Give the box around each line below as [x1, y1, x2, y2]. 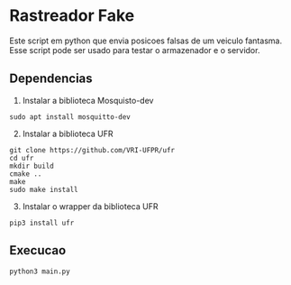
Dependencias [9, 71, 93, 87]
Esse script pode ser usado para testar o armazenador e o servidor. [9, 44, 260, 55]
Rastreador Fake [9, 5, 135, 26]
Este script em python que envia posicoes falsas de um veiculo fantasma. [9, 35, 282, 46]
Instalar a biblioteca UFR [22, 128, 114, 139]
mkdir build [9, 161, 54, 170]
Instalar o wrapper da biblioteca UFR [22, 200, 159, 212]
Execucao [9, 243, 67, 258]
